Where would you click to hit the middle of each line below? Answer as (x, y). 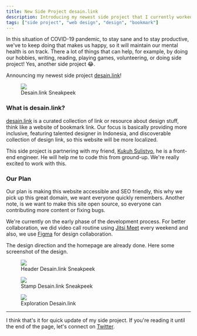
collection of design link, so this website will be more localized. (82, 139)
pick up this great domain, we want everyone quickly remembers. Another (95, 197)
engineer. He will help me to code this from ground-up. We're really (98, 157)
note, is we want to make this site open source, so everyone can (84, 204)
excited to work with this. (36, 163)
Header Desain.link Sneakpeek (58, 268)
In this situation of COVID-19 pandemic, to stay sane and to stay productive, (98, 39)
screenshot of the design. (37, 251)
